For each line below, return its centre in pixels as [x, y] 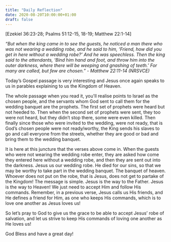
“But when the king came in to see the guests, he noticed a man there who [84, 44]
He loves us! [18, 224]
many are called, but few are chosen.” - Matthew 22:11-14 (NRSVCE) [78, 71]
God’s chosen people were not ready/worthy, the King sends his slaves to [82, 128]
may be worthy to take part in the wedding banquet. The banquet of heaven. [86, 171]
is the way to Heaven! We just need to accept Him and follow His [73, 187]
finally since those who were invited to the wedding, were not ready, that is [84, 123]
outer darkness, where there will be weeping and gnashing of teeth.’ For [81, 65]
